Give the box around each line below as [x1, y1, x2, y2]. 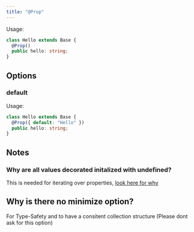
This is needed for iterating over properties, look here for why [6, 179, 159, 186]
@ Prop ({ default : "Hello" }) [11, 119, 85, 125]
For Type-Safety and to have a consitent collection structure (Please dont [6, 212, 188, 220]
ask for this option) [6, 219, 53, 226]
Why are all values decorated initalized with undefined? [6, 165, 172, 174]
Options [6, 71, 37, 81]
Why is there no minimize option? [6, 196, 134, 207]
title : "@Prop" [6, 8, 44, 15]
